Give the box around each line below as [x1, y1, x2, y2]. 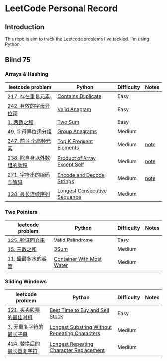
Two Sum [57, 119, 80, 125]
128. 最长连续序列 [7, 190, 50, 197]
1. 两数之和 [7, 119, 34, 126]
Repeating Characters [49, 330, 101, 337]
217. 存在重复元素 [7, 93, 50, 100]
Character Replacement [49, 347, 105, 354]
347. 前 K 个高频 [7, 137, 46, 144]
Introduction [5, 23, 45, 31]
